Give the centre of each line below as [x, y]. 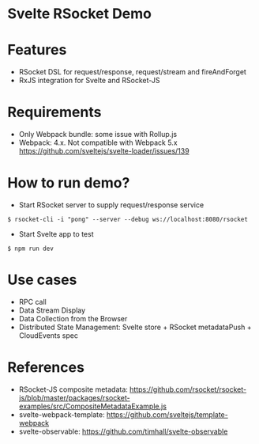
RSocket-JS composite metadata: [73, 389]
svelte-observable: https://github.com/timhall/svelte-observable [123, 431]
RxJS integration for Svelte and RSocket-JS [89, 81]
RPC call [32, 302]
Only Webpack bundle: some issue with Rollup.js [98, 135]
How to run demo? [69, 183]
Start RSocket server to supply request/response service [111, 205]
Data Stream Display [52, 310]
